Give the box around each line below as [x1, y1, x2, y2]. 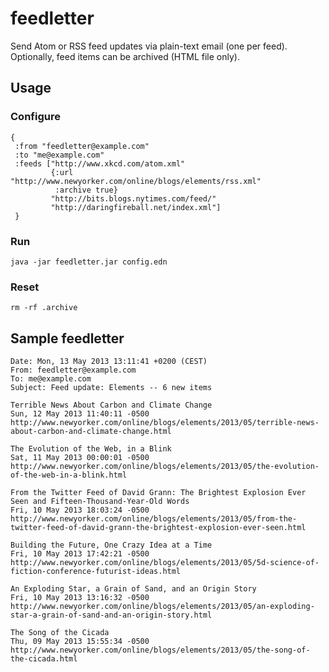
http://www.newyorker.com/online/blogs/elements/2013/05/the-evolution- [10, 462, 320, 472]
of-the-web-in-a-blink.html [10, 470, 128, 481]
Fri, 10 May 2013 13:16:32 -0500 [10, 593, 150, 603]
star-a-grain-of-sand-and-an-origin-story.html [10, 610, 213, 621]
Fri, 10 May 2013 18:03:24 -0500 [10, 505, 150, 516]
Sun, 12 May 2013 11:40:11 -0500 [10, 409, 150, 419]
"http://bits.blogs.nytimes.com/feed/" [50, 193, 217, 204]
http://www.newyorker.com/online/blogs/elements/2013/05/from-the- [10, 514, 298, 524]
